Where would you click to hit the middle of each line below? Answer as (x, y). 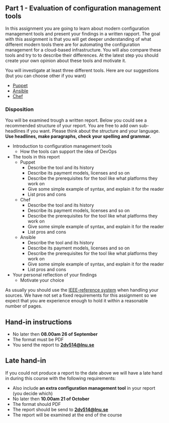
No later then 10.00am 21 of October (51, 399)
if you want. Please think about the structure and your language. (93, 131)
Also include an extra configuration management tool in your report (84, 388)
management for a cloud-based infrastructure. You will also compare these (83, 49)
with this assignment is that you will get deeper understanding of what (78, 39)
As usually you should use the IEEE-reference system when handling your (82, 290)
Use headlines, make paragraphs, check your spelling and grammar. (78, 136)
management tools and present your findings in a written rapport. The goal (83, 34)
